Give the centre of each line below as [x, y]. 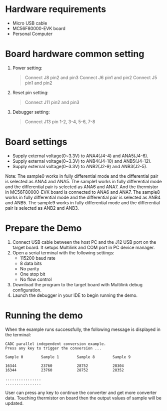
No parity [29, 268]
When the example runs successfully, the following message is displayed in [83, 329]
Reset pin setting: [30, 92]
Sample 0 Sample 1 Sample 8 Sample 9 [68, 357]
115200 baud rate [38, 258]
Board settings [36, 142]
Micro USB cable [30, 23]
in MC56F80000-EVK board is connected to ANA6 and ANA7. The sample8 [82, 192]
